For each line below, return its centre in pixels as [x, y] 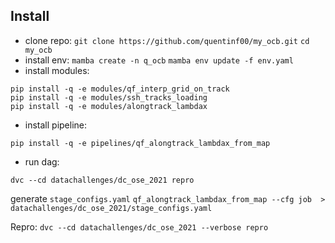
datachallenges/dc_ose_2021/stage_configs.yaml [111, 208]
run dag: [42, 161]
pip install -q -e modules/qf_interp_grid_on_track [120, 89]
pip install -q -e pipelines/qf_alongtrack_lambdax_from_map [140, 143]
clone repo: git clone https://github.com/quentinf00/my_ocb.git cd [167, 40]
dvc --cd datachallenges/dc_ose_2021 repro [102, 180]
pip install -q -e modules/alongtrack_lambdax [109, 106]
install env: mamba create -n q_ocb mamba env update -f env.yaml [159, 60]
